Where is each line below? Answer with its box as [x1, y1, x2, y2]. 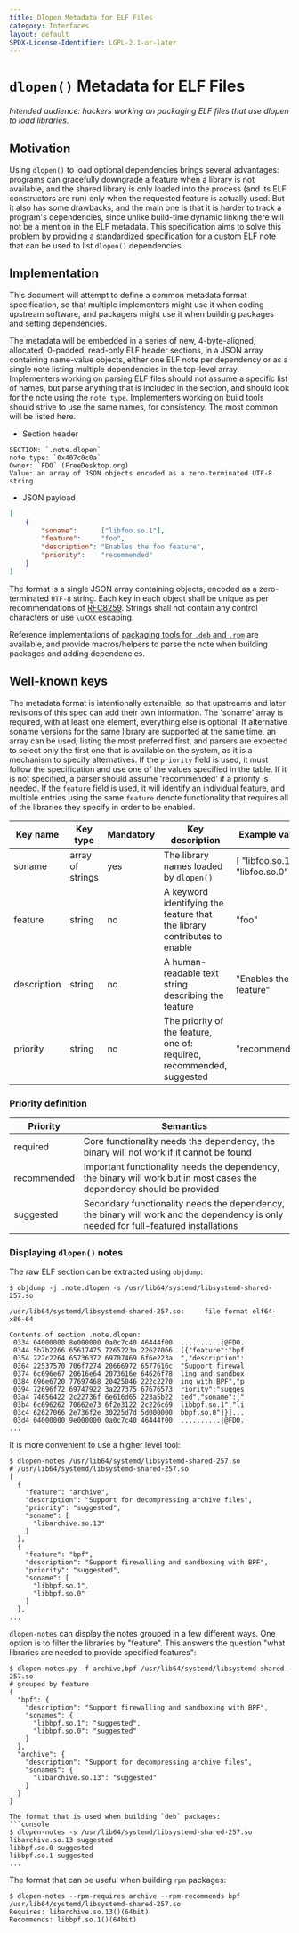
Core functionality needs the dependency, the [83, 1134, 276, 1147]
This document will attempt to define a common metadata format [9, 289, 247, 300]
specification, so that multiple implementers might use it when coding [9, 299, 264, 310]
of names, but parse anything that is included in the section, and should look [9, 382, 290, 393]
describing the [163, 989, 224, 1002]
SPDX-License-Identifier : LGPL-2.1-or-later [9, 37, 177, 47]
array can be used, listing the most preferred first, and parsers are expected [9, 735, 288, 746]
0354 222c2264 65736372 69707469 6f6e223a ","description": [12, 1354, 245, 1363]
